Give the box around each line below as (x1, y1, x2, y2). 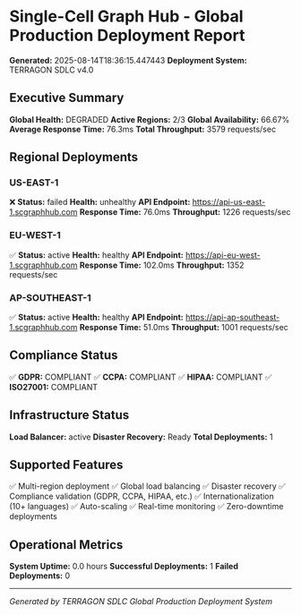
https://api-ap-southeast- (185, 312, 280, 323)
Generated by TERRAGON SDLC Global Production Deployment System (9, 596, 273, 607)
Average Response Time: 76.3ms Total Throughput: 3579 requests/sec (9, 124, 276, 134)
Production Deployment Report (9, 25, 245, 46)
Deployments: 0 (9, 570, 70, 581)
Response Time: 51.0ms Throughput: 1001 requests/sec (79, 322, 288, 333)
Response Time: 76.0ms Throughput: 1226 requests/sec (79, 207, 291, 218)
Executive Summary (9, 90, 125, 106)
